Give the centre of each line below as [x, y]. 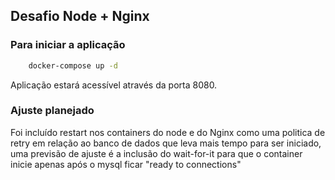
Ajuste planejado [52, 111]
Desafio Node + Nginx [80, 16]
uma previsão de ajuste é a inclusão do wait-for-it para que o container [156, 153]
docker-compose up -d [73, 65]
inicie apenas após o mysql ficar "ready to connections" [126, 164]
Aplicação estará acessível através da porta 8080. [114, 85]
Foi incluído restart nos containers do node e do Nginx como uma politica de [168, 132]
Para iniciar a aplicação [68, 45]
